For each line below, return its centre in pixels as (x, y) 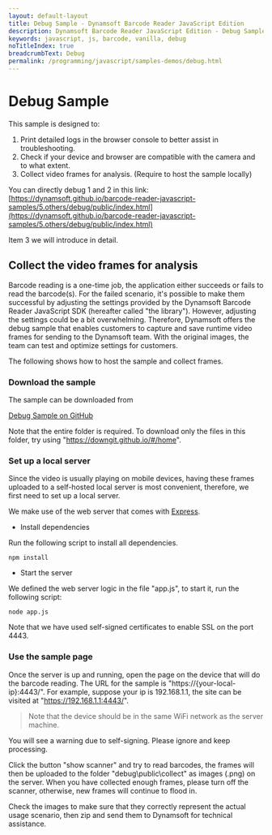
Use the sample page (51, 656)
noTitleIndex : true (41, 46)
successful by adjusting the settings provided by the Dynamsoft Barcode (130, 302)
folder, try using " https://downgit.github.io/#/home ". (95, 440)
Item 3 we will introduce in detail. (64, 239)
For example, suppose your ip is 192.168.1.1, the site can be (144, 691)
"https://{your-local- (202, 683)
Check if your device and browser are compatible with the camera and (138, 157)
